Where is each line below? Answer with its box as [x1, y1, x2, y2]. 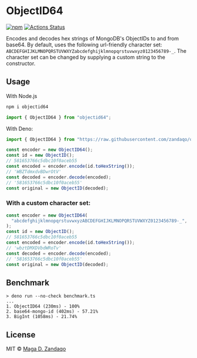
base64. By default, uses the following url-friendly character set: [6, 41, 162, 48]
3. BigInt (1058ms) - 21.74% [6, 314, 77, 320]
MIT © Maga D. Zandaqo [6, 345, 66, 353]
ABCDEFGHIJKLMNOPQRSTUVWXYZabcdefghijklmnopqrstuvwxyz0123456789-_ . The [6, 47, 186, 54]
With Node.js [6, 92, 38, 99]
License [6, 330, 36, 340]
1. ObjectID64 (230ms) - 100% [6, 303, 80, 309]
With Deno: [6, 125, 33, 132]
